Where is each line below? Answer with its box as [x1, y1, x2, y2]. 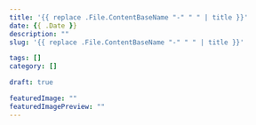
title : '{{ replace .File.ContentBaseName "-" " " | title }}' [9, 12, 249, 22]
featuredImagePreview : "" [9, 102, 105, 111]
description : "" [9, 29, 69, 38]
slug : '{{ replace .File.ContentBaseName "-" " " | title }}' [9, 37, 244, 47]
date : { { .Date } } [9, 21, 77, 30]
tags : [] [9, 54, 42, 63]
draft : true [9, 78, 53, 87]
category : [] [9, 62, 58, 71]
